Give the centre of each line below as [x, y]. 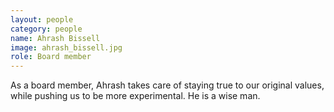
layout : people [42, 19]
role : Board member [51, 57]
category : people [46, 29]
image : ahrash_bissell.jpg [66, 47]
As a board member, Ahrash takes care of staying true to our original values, [167, 85]
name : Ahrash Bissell [55, 38]
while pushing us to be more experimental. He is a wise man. [135, 96]
